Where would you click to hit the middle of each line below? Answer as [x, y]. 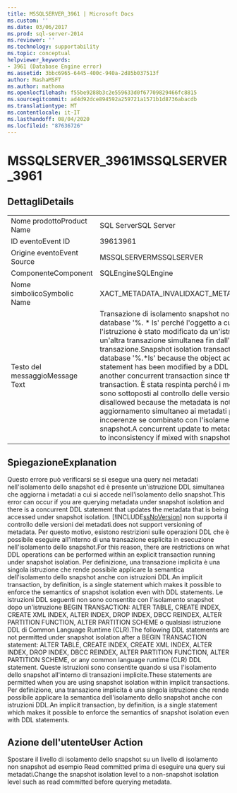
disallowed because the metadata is [159, 402]
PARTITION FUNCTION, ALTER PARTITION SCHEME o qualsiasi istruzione [114, 623]
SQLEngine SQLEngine [136, 273]
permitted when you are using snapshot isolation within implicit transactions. [119, 683]
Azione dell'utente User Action [75, 742]
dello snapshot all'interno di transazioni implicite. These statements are [110, 675]
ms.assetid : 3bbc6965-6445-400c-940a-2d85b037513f [83, 73]
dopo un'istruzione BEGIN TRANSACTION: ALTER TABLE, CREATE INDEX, [114, 607]
